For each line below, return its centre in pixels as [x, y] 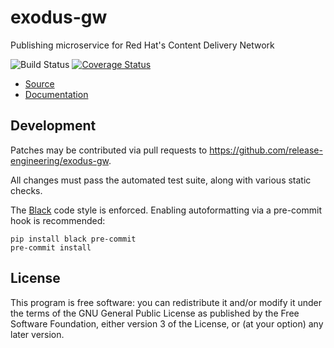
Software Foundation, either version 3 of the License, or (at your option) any [167, 323]
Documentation [56, 94]
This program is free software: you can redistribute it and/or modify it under [166, 302]
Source [39, 83]
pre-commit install [51, 247]
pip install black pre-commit [73, 239]
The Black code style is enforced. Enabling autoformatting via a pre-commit [166, 210]
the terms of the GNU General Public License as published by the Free [155, 313]
